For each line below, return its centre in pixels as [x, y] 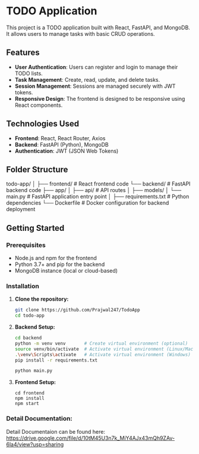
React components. [39, 105]
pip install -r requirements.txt [56, 360]
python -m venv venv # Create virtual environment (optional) [101, 343]
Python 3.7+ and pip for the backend [60, 264]
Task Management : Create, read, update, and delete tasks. [87, 79]
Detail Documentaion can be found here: [56, 431]
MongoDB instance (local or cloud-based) [66, 271]
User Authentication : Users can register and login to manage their [96, 67]
